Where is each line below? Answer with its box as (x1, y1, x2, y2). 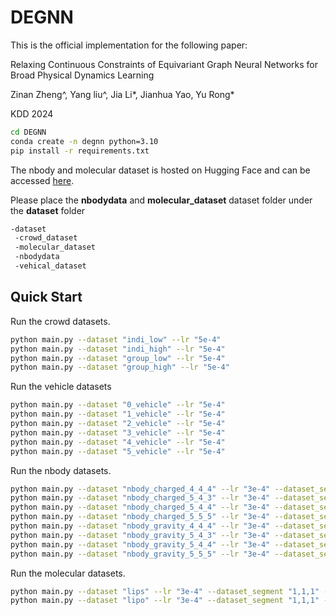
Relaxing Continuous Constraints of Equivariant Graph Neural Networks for (10, 58, 319, 70)
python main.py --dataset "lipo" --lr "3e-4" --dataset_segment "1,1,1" (10, 596, 320, 606)
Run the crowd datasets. (10, 315, 111, 327)
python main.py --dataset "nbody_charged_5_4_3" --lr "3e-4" (10, 493, 271, 503)
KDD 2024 (10, 107, 54, 120)
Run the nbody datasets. (10, 464, 112, 476)
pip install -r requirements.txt (10, 146, 150, 156)
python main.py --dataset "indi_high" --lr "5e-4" (10, 344, 226, 354)
